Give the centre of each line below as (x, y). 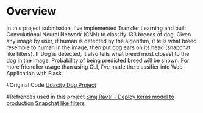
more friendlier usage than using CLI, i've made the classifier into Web (94, 67)
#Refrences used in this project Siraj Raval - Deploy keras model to (91, 97)
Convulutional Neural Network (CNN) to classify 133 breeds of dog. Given (99, 34)
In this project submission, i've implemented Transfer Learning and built (96, 28)
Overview (31, 11)
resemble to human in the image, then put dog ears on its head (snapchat (98, 47)
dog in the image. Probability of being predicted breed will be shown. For (98, 60)
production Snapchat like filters (46, 103)
